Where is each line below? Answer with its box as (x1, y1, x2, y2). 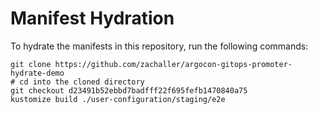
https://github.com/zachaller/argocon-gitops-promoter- (54, 59, 293, 69)
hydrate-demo (10, 68, 65, 78)
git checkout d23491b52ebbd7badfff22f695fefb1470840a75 (10, 85, 248, 96)
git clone (10, 59, 52, 69)
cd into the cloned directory (19, 77, 145, 87)
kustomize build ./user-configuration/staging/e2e (10, 94, 226, 104)
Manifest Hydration (10, 7, 175, 30)
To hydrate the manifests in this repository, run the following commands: (10, 40, 309, 52)
